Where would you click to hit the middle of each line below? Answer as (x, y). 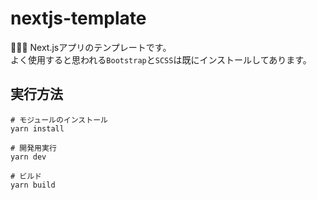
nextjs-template (78, 18)
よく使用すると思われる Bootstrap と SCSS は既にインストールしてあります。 (161, 59)
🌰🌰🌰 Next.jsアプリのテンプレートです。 (91, 47)
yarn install (37, 128)
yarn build (33, 185)
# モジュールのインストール (59, 120)
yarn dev (28, 157)
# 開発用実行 (33, 148)
